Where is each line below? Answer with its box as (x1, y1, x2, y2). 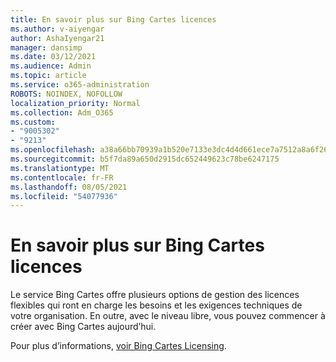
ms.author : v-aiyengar (10, 24, 105, 34)
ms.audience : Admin (10, 61, 92, 71)
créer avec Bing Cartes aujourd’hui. (10, 321, 157, 333)
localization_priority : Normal (10, 98, 141, 108)
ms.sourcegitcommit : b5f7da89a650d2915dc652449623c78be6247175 (10, 154, 280, 164)
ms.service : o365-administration (10, 80, 150, 90)
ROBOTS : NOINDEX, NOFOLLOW (10, 89, 123, 99)
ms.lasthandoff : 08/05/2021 (10, 182, 128, 192)
